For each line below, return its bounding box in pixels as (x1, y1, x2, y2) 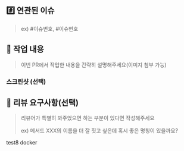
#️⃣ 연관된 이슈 (6, 5, 55, 16)
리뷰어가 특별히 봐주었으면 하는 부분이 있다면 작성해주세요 (20, 115, 155, 122)
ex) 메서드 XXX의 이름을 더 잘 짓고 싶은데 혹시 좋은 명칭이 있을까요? (20, 127, 179, 134)
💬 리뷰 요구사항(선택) (6, 97, 79, 108)
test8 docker (6, 139, 38, 146)
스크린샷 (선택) (6, 77, 46, 86)
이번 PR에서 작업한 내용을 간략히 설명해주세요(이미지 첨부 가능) (20, 61, 167, 68)
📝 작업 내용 (6, 44, 45, 55)
